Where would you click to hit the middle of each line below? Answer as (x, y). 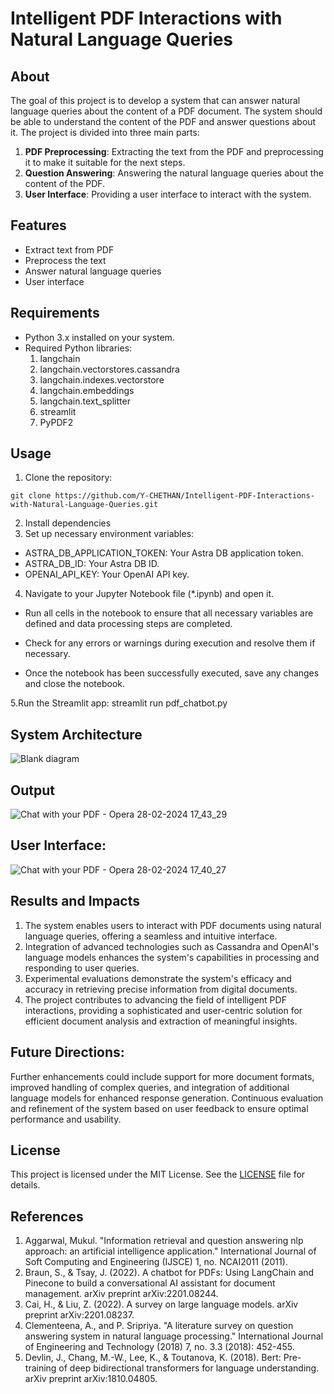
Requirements (55, 313)
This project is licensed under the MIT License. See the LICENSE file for (158, 1174)
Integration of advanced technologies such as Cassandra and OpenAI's (172, 946)
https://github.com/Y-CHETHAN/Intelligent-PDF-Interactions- (184, 496)
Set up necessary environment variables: (109, 534)
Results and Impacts (75, 901)
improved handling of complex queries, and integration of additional (150, 1087)
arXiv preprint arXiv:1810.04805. (91, 1379)
